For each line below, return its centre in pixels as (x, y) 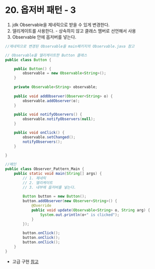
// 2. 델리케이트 (38, 183)
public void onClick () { (39, 133)
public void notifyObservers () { (48, 115)
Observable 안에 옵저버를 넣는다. (44, 37)
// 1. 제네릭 (35, 178)
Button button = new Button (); (55, 197)
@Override (41, 206)
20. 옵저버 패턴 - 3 (40, 10)
